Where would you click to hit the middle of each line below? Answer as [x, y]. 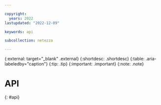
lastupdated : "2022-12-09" [32, 23]
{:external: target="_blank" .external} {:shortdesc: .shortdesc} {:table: [75, 59]
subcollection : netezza [29, 41]
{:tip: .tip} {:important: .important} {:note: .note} [96, 64]
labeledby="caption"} [26, 64]
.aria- [151, 59]
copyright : [16, 14]
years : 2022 [21, 18]
